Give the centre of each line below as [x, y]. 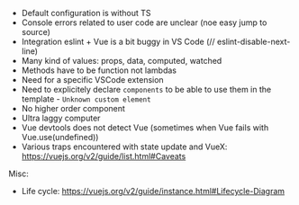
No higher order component [73, 108]
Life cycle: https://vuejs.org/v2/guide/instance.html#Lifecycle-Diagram [153, 191]
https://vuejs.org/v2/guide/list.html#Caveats [104, 156]
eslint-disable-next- [254, 41]
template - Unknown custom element [86, 99]
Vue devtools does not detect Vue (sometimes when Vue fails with [145, 128]
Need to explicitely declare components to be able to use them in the [146, 89]
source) [36, 32]
